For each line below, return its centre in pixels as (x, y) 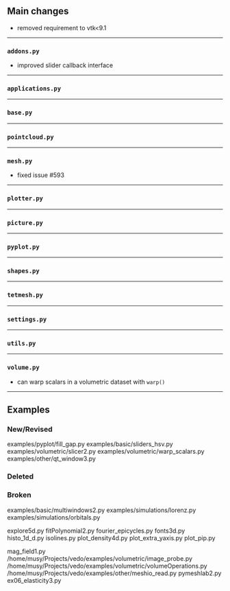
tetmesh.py (25, 295)
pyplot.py (23, 247)
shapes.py (23, 271)
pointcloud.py (30, 137)
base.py (20, 113)
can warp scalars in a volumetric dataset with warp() (91, 382)
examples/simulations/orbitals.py (54, 517)
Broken (20, 495)
